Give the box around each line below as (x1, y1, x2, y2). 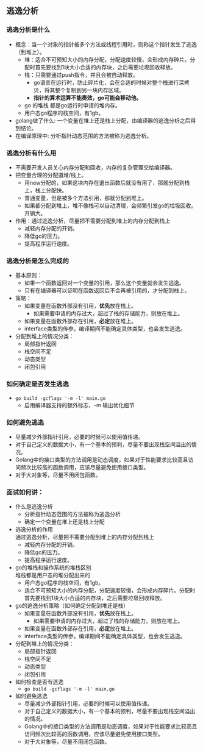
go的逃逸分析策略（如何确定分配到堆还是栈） (15, 602, 129, 610)
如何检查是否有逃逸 (15, 678, 64, 686)
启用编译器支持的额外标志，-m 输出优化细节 (24, 401, 135, 408)
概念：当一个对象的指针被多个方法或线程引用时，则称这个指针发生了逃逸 (15, 40, 197, 48)
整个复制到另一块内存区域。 (54, 86, 125, 93)
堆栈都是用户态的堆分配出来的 (15, 572, 90, 579)
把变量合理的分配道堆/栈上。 (15, 171, 87, 179)
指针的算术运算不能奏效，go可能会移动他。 (33, 94, 142, 101)
